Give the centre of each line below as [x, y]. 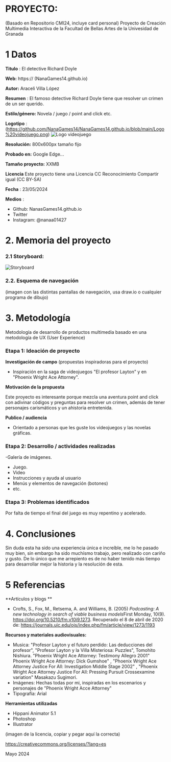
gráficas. [22, 433]
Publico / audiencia [26, 417]
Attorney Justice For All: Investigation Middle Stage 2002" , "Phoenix [85, 667]
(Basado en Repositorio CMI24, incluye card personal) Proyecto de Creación [86, 23]
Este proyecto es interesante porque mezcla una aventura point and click [82, 397]
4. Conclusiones [41, 534]
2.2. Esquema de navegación [42, 281]
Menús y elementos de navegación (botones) [60, 483]
